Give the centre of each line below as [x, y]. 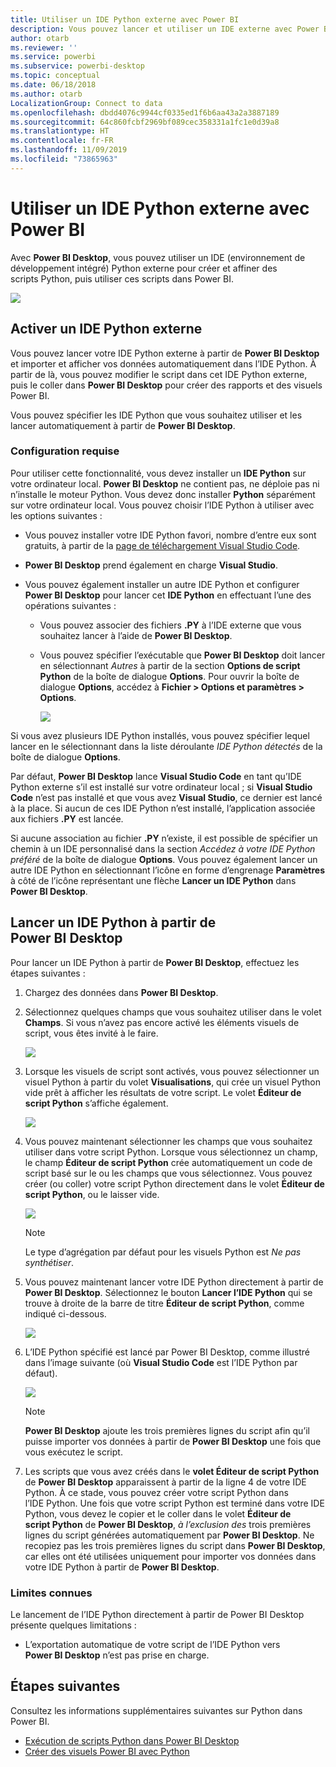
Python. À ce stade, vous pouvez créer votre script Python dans [156, 1492]
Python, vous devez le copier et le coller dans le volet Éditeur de [158, 1513]
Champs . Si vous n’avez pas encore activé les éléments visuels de [162, 1022]
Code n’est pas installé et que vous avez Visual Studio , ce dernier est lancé [166, 797]
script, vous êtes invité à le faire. [91, 1033]
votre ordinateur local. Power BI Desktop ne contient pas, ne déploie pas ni [165, 483]
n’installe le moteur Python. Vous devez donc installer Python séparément [163, 494]
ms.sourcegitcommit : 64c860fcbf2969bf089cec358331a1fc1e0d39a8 [145, 122]
